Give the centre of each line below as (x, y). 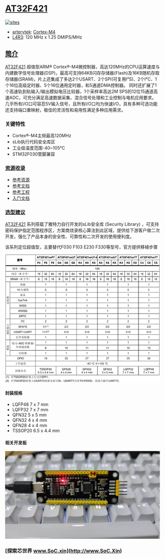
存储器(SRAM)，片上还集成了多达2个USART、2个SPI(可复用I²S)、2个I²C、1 (81, 79)
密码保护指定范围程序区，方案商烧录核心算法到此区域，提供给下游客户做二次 (82, 230)
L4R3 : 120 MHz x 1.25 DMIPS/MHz (47, 37)
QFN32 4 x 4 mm (30, 420)
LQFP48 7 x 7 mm (30, 404)
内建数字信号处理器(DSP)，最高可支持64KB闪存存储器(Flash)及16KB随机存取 (82, 73)
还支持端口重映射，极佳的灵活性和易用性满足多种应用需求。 (65, 110)
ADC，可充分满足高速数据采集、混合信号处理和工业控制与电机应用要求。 (82, 97)
